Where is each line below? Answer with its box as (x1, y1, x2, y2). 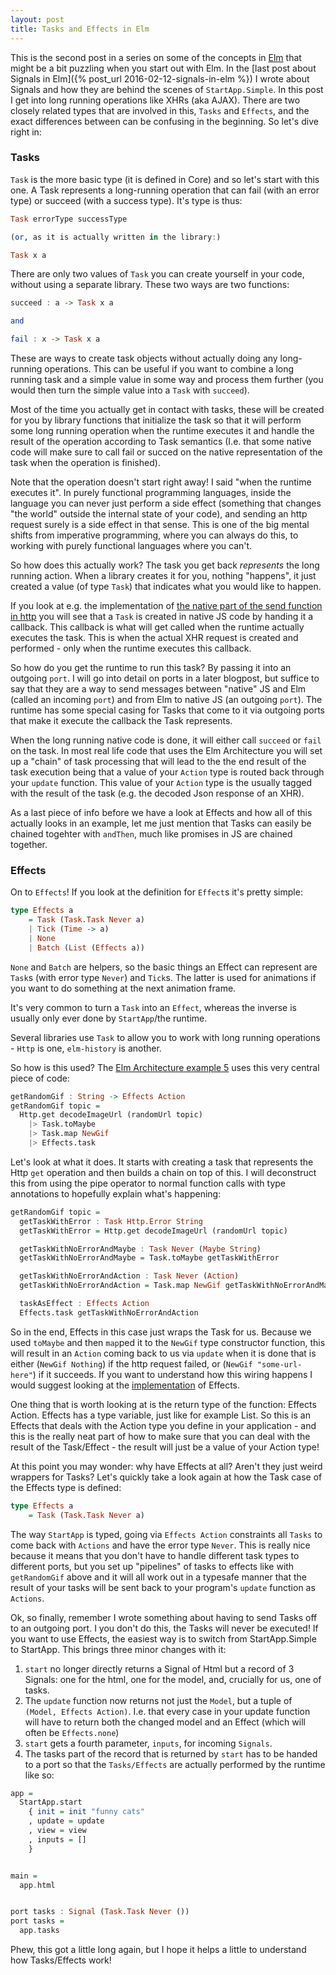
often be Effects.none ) (24, 1726, 120, 1738)
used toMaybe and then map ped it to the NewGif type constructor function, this (10, 1336, 326, 1348)
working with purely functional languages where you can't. (10, 540, 253, 552)
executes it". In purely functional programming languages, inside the (10, 487, 292, 499)
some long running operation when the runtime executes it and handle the (10, 425, 315, 437)
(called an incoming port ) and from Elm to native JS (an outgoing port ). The (10, 694, 323, 706)
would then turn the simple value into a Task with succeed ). (10, 384, 250, 396)
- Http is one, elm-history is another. (10, 1042, 162, 1054)
